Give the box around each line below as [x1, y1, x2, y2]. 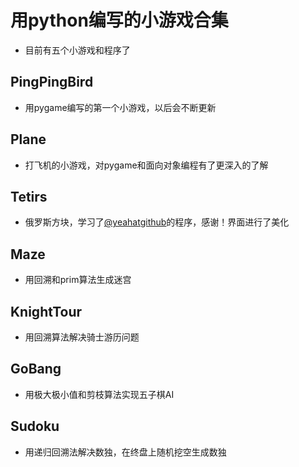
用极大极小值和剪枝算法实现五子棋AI [24, 388, 175, 400]
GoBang [10, 361, 62, 378]
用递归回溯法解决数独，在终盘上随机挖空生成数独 [24, 446, 227, 458]
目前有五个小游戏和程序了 [24, 44, 131, 56]
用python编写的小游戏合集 [10, 9, 229, 32]
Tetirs [10, 188, 48, 205]
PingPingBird [10, 74, 94, 91]
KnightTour [10, 303, 83, 320]
